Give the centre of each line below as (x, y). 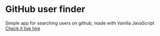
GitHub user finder (45, 9)
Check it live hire (23, 28)
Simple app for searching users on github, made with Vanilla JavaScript (80, 23)
